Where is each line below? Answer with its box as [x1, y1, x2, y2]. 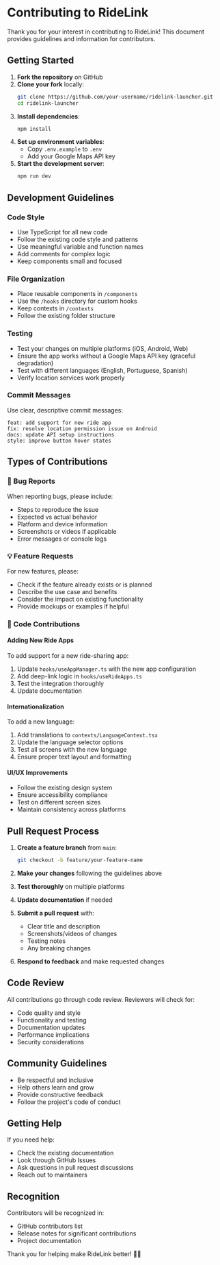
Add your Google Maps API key [27, 152, 115, 160]
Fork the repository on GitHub [16, 73, 103, 81]
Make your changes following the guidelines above [16, 869, 163, 878]
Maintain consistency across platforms [16, 805, 126, 813]
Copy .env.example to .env [27, 145, 102, 153]
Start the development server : [16, 160, 105, 168]
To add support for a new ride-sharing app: [7, 651, 129, 659]
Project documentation [16, 1237, 82, 1245]
